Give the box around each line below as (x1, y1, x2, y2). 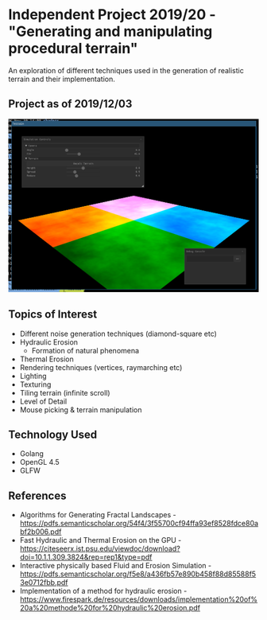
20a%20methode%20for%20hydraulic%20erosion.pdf (19, 603, 201, 613)
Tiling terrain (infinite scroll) (19, 388, 110, 397)
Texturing (19, 380, 52, 389)
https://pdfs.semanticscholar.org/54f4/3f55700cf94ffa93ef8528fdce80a (19, 519, 259, 528)
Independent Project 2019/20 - (8, 6, 216, 24)
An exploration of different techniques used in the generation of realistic (8, 65, 244, 75)
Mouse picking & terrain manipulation (19, 404, 142, 415)
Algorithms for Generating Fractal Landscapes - (19, 510, 176, 520)
